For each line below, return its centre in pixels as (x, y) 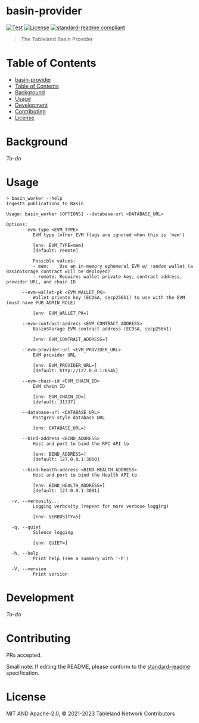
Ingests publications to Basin (45, 203)
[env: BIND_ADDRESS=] (59, 454)
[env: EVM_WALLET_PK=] (61, 313)
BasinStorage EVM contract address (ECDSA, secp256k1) (102, 329)
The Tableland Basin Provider (57, 39)
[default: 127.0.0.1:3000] (66, 459)
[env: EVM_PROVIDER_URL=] (65, 365)
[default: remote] (55, 251)
